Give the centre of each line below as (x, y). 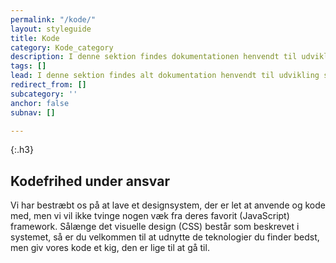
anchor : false (40, 103)
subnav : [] (33, 112)
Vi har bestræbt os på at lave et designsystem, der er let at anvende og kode (168, 205)
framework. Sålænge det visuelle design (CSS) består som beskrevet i (155, 227)
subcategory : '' (44, 94)
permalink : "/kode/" (53, 19)
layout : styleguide (51, 29)
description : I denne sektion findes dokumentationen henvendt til (154, 57)
